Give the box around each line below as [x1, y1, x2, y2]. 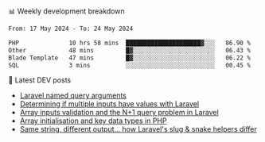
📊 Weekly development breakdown [8, 6, 125, 16]
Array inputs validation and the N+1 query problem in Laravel [19, 108, 219, 117]
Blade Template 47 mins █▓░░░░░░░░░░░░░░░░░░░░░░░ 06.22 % [8, 54, 251, 62]
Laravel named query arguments [19, 90, 127, 101]
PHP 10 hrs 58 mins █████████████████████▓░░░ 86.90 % [8, 39, 251, 47]
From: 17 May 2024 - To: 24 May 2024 [8, 25, 134, 33]
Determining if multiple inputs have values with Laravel [19, 99, 200, 109]
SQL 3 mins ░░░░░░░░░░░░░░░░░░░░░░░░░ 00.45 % [8, 61, 251, 69]
